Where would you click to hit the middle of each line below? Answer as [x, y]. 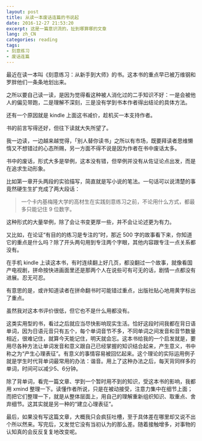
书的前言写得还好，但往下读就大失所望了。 [59, 128]
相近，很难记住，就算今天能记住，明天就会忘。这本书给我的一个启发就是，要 [101, 338]
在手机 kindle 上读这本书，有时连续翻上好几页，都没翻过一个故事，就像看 [97, 262]
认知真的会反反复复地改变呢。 [43, 431]
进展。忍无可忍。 [27, 277]
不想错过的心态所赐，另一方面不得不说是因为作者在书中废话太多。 [98, 148]
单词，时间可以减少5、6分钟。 [44, 368]
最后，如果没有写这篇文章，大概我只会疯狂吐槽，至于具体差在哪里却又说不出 [101, 416]
